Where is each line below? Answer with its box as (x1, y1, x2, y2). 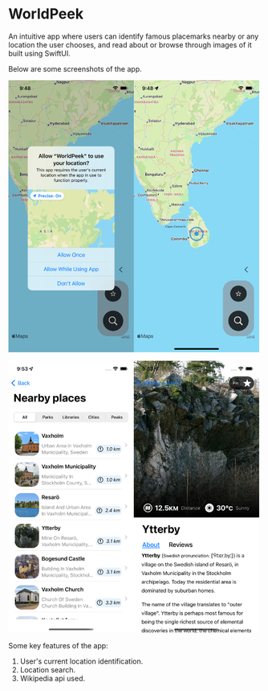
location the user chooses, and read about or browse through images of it (8, 39, 253, 49)
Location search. (19, 665, 76, 675)
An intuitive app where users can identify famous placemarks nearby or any (8, 31, 259, 41)
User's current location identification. (19, 656, 144, 666)
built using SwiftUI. (8, 48, 71, 58)
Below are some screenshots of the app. (8, 64, 142, 73)
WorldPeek (8, 5, 84, 23)
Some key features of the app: (8, 641, 108, 651)
